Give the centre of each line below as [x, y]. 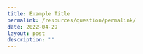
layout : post [26, 33]
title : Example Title [39, 14]
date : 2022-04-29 [33, 27]
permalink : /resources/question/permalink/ [72, 20]
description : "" [31, 40]
